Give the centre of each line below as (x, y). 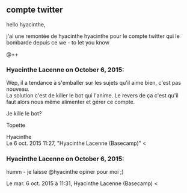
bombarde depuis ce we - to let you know (58, 42)
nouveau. (18, 89)
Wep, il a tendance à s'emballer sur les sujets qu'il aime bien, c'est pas (94, 83)
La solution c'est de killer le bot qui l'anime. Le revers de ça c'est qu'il (92, 96)
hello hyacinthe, (26, 24)
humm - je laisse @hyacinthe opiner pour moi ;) (65, 172)
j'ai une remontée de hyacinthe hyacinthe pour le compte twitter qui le (93, 36)
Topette (16, 125)
